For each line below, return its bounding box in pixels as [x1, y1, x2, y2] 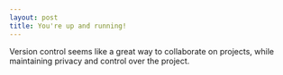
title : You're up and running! [9, 21, 127, 30]
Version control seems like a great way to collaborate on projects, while [9, 46, 275, 56]
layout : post [9, 12, 59, 22]
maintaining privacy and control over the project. [9, 55, 190, 66]
